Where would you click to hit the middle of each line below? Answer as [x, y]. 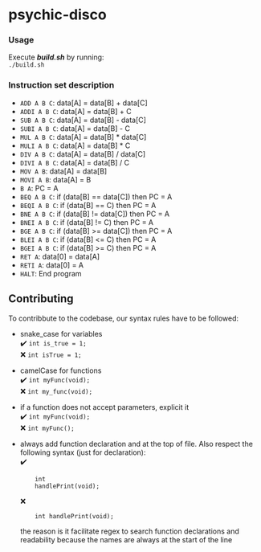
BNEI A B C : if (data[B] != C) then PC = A [87, 222]
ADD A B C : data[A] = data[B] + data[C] [84, 103]
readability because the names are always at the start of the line [126, 539]
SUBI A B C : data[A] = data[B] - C [75, 128]
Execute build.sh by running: [56, 57]
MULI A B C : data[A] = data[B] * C [75, 145]
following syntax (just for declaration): [83, 452]
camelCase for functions [61, 370]
